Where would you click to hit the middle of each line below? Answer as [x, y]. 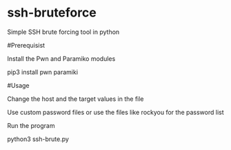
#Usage [18, 85]
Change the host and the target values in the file [76, 99]
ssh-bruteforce [52, 13]
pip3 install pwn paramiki [42, 72]
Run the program [31, 125]
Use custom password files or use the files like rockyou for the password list [115, 112]
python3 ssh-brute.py [38, 139]
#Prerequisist [26, 45]
